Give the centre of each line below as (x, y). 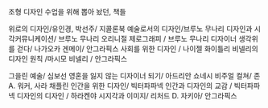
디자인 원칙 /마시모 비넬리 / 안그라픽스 (68, 59)
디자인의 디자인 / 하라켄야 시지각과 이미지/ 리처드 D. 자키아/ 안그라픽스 (127, 96)
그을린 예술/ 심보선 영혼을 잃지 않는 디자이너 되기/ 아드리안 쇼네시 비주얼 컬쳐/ (130, 76)
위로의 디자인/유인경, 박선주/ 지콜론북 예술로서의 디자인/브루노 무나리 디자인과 (130, 29)
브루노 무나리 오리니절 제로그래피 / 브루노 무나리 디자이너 (148, 39)
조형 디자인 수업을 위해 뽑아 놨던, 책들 (67, 12)
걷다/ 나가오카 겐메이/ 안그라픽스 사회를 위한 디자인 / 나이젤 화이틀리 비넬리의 (138, 49)
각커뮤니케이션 (31, 39)
